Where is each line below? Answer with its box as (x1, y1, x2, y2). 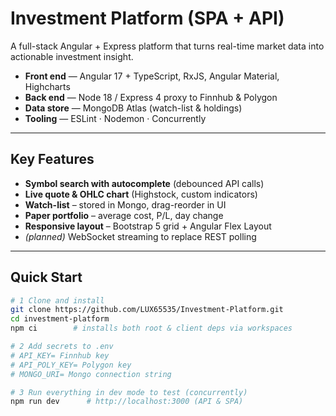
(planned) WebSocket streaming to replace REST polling (24, 230, 257, 242)
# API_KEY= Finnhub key (10, 350, 110, 361)
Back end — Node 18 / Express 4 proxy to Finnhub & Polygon (24, 91, 278, 103)
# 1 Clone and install (10, 295, 105, 306)
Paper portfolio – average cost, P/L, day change (24, 209, 224, 221)
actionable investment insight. (10, 50, 134, 62)
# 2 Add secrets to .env (10, 342, 114, 352)
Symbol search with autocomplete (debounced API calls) (24, 177, 265, 189)
